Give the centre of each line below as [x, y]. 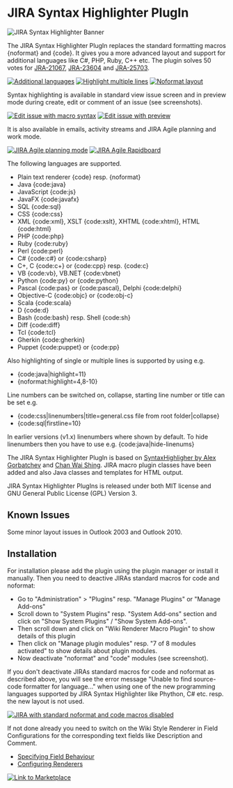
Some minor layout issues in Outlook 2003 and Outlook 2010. [95, 532]
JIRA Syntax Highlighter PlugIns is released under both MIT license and [109, 486]
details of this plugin [46, 636]
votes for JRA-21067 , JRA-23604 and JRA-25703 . [78, 68]
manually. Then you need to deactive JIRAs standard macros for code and [113, 578]
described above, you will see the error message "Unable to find [100, 679]
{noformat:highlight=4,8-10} [57, 381]
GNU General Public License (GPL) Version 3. [72, 493]
